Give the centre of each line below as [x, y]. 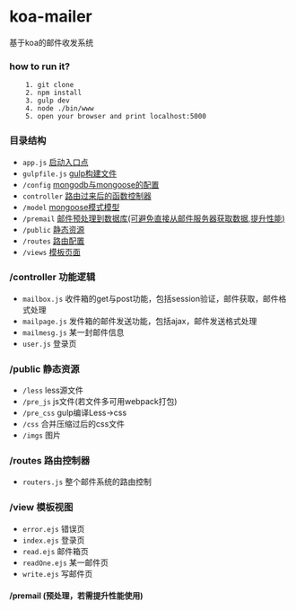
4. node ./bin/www [60, 109]
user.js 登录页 [49, 343]
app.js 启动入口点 [55, 162]
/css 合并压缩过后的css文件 [74, 424]
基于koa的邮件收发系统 [52, 42]
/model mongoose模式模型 [71, 207]
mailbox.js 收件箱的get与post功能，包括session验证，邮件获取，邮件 [150, 298]
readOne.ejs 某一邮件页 [65, 562]
